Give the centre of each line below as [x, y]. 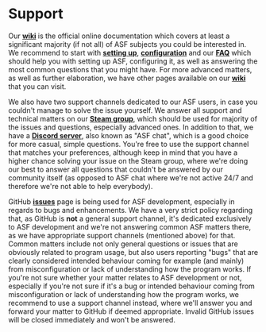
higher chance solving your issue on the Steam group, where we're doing [128, 160]
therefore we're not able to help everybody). [81, 186]
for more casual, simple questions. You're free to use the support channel [129, 144]
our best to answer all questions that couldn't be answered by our [116, 169]
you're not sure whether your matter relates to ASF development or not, [125, 277]
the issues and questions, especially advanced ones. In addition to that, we [131, 127]
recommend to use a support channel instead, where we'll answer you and [130, 303]
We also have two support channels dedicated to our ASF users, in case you [133, 102]
